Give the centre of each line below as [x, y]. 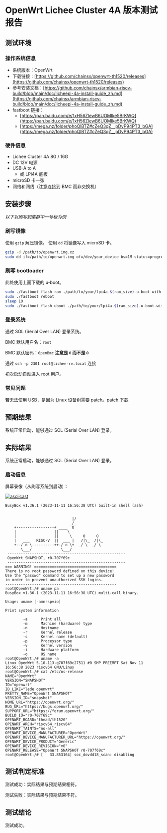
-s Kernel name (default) [55, 637]
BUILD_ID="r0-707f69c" [29, 716]
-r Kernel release [47, 633]
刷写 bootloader [24, 270]
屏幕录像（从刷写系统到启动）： [37, 486]
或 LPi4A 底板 [34, 174]
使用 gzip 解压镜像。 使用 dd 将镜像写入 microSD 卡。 [60, 243]
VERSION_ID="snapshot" [29, 698]
